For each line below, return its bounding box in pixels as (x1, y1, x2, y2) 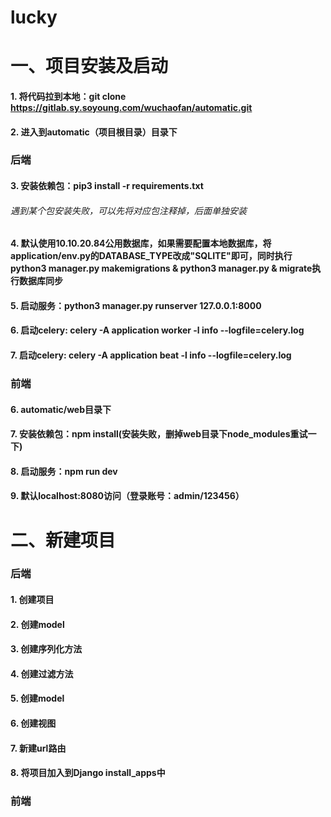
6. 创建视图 (10, 717, 57, 730)
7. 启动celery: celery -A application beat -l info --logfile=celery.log (10, 349, 292, 361)
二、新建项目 (10, 529, 117, 551)
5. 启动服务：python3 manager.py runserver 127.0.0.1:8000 (10, 299, 262, 311)
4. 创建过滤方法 (10, 667, 74, 680)
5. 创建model (10, 692, 65, 705)
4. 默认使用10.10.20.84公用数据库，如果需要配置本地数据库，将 (10, 237, 272, 250)
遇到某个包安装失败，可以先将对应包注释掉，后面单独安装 (10, 204, 247, 216)
